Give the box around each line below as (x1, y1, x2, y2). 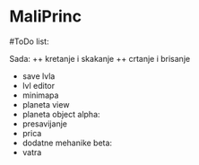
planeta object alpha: (22, 109, 100, 119)
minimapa (22, 90, 59, 100)
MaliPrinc (9, 6, 82, 27)
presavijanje (22, 118, 67, 129)
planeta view (22, 99, 70, 109)
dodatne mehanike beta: (22, 137, 113, 148)
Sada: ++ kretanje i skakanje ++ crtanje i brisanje (9, 53, 191, 64)
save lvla (22, 70, 56, 82)
